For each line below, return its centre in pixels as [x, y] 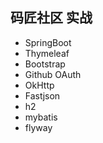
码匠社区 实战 [51, 18]
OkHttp [39, 85]
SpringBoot [48, 42]
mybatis [41, 117]
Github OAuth [53, 74]
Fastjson [42, 95]
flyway [38, 127]
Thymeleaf [47, 53]
